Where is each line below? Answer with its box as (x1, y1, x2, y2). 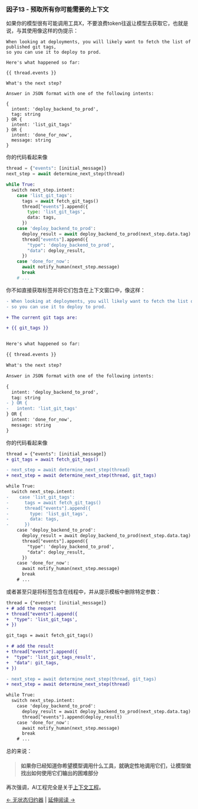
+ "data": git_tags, (6, 659, 60, 666)
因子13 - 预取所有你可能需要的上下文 (6, 5, 109, 13)
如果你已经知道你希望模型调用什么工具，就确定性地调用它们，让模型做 (20, 762, 192, 769)
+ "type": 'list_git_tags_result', (6, 654, 96, 660)
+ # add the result (6, 643, 54, 649)
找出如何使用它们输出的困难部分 (20, 769, 98, 776)
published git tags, (6, 44, 57, 50)
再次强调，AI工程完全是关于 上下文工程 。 (6, 784, 104, 791)
